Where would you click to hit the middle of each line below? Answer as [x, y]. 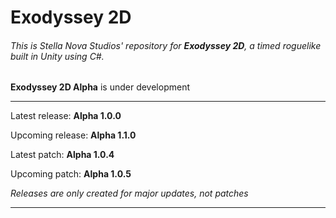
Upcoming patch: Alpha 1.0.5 [71, 174]
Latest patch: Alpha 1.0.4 [62, 155]
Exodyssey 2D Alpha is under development [100, 87]
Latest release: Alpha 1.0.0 [66, 116]
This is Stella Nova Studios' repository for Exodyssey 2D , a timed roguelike [166, 45]
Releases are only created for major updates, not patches [129, 193]
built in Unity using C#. [57, 56]
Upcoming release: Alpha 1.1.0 [73, 135]
